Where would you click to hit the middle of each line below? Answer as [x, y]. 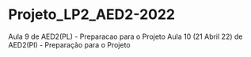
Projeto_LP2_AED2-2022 [92, 15]
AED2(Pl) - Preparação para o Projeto [69, 44]
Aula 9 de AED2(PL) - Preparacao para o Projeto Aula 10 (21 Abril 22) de [125, 36]
